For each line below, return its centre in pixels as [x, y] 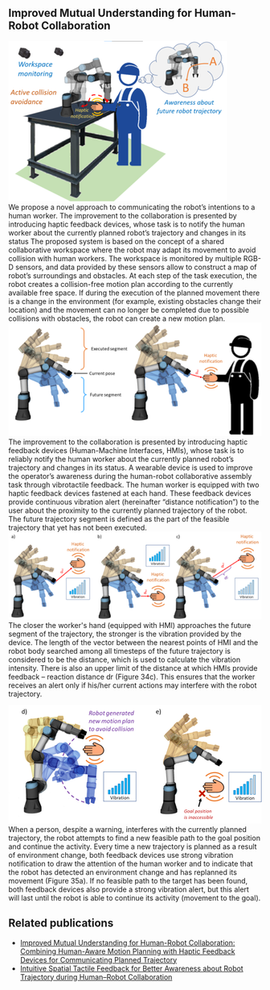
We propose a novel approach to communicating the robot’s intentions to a [132, 207]
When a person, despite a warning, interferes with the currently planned [128, 829]
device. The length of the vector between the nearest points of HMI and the [133, 642]
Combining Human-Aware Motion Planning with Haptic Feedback [127, 951]
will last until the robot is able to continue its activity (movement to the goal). [135, 897]
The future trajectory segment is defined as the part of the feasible [119, 519]
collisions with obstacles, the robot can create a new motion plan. [117, 318]
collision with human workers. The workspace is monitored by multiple [125, 258]
